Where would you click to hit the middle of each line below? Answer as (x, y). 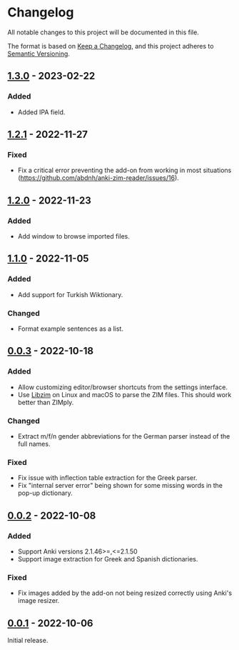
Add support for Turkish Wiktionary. (70, 294)
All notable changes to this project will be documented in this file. (103, 32)
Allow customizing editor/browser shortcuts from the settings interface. (123, 387)
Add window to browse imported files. (74, 236)
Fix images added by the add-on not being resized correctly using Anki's (125, 593)
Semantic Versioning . (39, 54)
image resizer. (39, 601)
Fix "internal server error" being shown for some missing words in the (120, 486)
